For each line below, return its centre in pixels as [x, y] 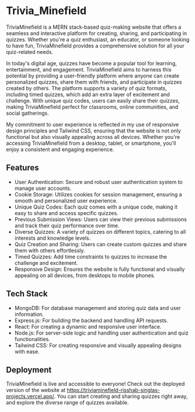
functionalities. [32, 339]
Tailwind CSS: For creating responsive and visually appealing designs [98, 345]
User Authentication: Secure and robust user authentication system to [98, 182]
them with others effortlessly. [50, 250]
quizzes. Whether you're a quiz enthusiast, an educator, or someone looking [98, 39]
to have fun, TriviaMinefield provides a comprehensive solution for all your [95, 46]
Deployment [29, 370]
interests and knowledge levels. [53, 238]
